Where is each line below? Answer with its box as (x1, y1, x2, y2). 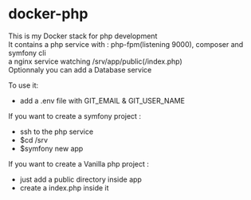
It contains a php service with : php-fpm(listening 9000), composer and (8, 39, 244, 49)
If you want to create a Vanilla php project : (8, 159, 150, 168)
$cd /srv (19, 135, 49, 144)
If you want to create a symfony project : (8, 111, 142, 120)
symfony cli (8, 48, 46, 57)
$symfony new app (19, 143, 84, 153)
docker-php (8, 5, 88, 23)
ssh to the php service (19, 127, 94, 136)
